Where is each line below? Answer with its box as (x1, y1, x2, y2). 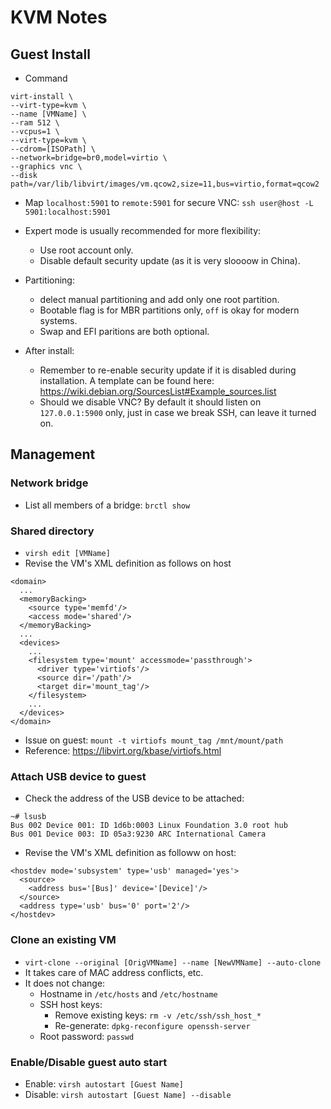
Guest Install (10, 46, 91, 63)
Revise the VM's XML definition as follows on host (24, 557, 232, 569)
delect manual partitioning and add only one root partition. (39, 294, 280, 305)
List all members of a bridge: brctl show (24, 499, 191, 511)
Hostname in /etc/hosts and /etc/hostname (39, 987, 218, 1000)
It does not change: (24, 977, 106, 989)
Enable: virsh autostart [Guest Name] (24, 1077, 184, 1090)
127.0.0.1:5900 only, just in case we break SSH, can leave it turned (39, 407, 317, 418)
